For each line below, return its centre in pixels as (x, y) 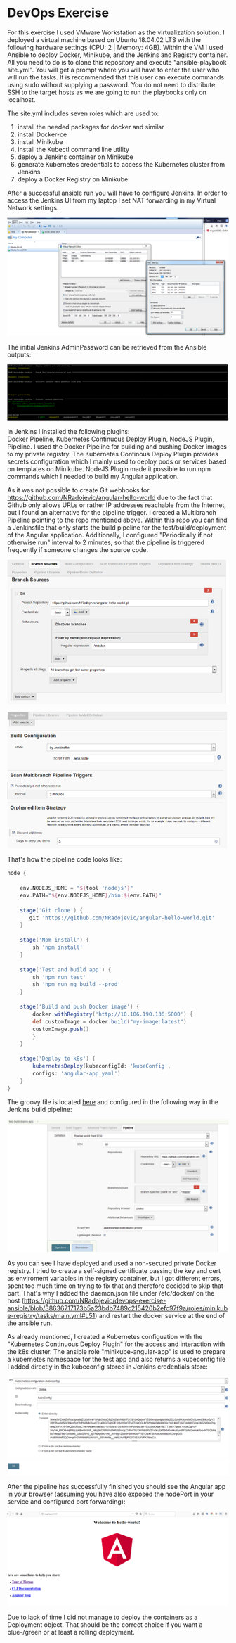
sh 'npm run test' (59, 977)
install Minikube (40, 141)
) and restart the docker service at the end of (160, 1315)
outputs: (19, 355)
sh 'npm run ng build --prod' (77, 985)
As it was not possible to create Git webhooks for (78, 490)
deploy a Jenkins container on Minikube (75, 157)
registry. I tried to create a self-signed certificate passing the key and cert (114, 1270)
